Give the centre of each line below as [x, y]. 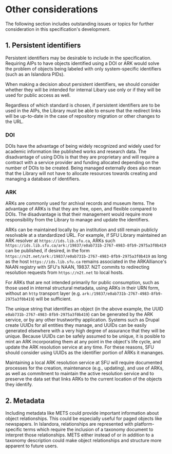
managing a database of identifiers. [43, 179]
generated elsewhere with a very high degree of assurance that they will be [85, 331]
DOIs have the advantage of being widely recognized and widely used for [83, 146]
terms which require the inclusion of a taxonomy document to [88, 430]
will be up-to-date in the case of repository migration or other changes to [83, 116]
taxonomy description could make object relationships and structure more [83, 441]
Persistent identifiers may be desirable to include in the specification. [78, 58]
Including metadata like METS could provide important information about [82, 413]
